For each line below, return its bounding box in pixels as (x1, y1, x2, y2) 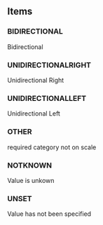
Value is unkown (7, 176, 55, 184)
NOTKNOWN (7, 161, 53, 170)
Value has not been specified (7, 210, 92, 218)
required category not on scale (7, 143, 97, 151)
